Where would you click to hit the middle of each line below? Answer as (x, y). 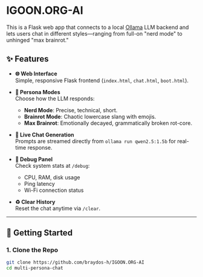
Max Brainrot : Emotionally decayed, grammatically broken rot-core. (108, 123)
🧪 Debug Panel (34, 159)
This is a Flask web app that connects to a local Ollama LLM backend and (98, 27)
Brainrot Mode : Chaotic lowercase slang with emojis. (90, 116)
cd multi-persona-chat (35, 268)
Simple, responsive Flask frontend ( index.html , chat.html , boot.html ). (102, 80)
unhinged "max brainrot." (37, 40)
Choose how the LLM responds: (55, 98)
